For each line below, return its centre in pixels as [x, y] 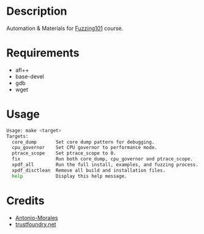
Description [37, 11]
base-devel [29, 76]
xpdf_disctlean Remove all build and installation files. [89, 170]
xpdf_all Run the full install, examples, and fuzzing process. [105, 165]
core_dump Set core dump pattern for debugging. [83, 142]
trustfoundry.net [36, 224]
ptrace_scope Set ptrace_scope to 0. [64, 153]
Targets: [17, 136]
